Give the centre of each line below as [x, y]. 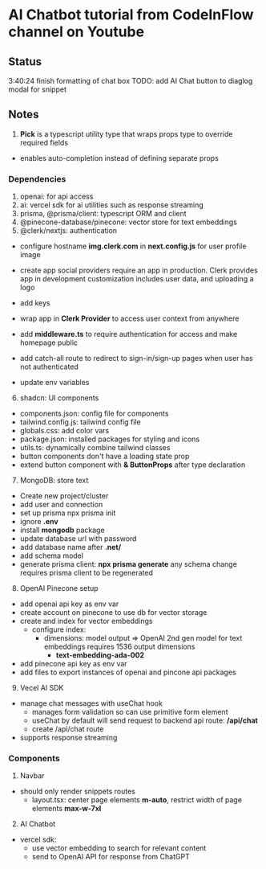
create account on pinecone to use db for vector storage [113, 613]
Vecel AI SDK [42, 688]
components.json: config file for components [94, 414]
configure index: [59, 629]
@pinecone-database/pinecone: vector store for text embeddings [129, 222]
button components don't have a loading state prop [105, 457]
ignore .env [39, 522]
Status [25, 61]
